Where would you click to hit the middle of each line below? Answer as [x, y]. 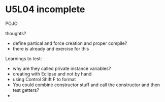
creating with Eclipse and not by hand [52, 74]
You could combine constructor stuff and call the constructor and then [86, 85]
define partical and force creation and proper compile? [70, 43]
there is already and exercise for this [51, 48]
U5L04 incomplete [45, 9]
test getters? [26, 90]
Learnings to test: [24, 58]
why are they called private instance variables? [62, 68]
